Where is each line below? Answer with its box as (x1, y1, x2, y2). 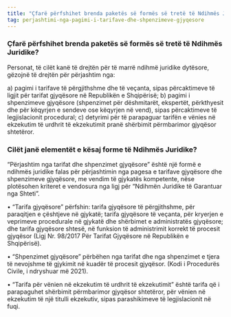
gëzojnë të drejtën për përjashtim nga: (7, 70, 115, 79)
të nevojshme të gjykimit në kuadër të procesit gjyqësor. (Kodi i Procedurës (7, 260, 220, 268)
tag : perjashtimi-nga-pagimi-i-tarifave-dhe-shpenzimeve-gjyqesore (7, 16, 205, 23)
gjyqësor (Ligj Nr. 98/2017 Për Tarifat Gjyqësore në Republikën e (7, 232, 189, 240)
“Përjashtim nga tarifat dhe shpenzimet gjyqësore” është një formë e (7, 161, 201, 169)
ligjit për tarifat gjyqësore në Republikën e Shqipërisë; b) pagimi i (7, 91, 190, 99)
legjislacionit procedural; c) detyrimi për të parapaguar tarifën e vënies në (7, 113, 216, 121)
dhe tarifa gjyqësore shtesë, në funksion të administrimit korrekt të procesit (7, 224, 221, 233)
